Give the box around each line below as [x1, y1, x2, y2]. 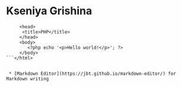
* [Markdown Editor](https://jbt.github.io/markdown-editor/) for [8, 70, 177, 77]
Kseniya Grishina [6, 4, 92, 18]
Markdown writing [6, 76, 49, 81]
